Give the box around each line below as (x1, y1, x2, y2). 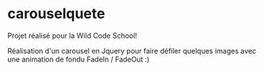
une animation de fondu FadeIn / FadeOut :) (7, 54, 150, 64)
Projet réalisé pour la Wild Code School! (7, 31, 138, 40)
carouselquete (7, 5, 105, 23)
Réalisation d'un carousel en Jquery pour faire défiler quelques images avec (7, 46, 257, 55)
